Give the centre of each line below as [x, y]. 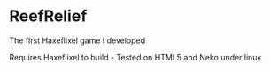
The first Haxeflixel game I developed [77, 40]
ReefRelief [48, 16]
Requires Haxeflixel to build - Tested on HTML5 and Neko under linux [135, 57]
